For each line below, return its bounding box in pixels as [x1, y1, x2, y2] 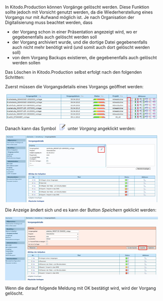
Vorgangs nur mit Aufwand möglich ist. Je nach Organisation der [5, 15, 135, 20]
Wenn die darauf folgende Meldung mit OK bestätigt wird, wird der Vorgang [5, 285, 156, 291]
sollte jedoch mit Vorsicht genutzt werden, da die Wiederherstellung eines [5, 9, 153, 15]
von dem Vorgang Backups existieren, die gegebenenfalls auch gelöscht [12, 55, 157, 60]
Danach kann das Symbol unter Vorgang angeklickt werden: [5, 126, 136, 131]
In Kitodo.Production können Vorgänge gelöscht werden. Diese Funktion [5, 4, 149, 10]
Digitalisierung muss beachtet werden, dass [5, 19, 93, 25]
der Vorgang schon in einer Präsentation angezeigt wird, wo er [12, 29, 137, 34]
